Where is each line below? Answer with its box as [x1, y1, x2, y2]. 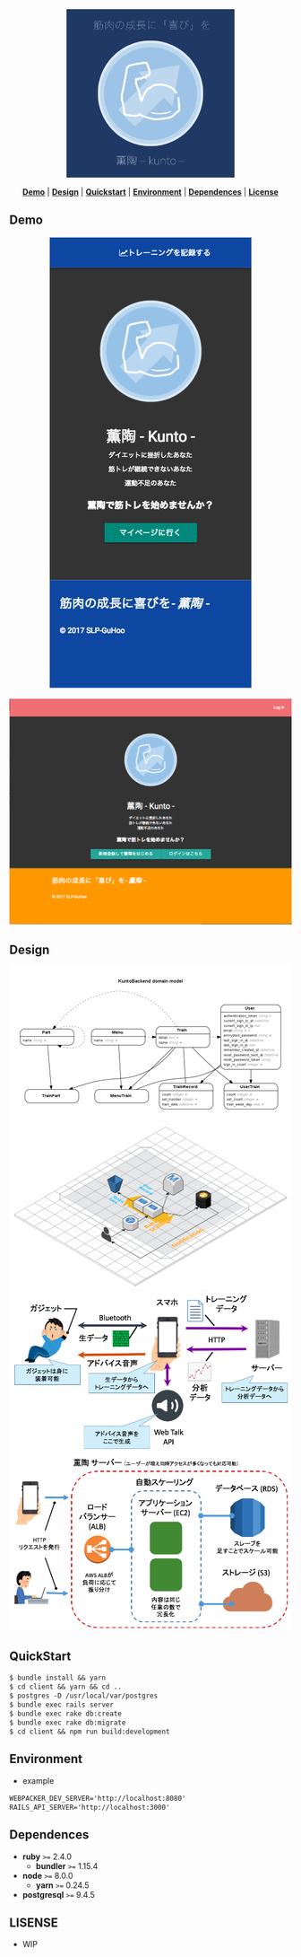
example [21, 1775, 55, 1786]
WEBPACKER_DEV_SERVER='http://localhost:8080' [9, 1794, 186, 1803]
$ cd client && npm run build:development [9, 1727, 170, 1736]
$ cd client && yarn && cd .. [9, 1682, 123, 1691]
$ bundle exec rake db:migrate [9, 1718, 126, 1727]
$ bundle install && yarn [9, 1673, 106, 1682]
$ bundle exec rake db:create [9, 1709, 123, 1718]
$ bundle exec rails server [9, 1700, 115, 1709]
